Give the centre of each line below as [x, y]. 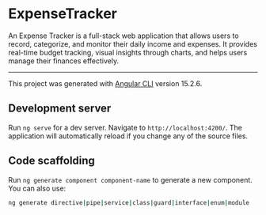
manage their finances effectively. [64, 61]
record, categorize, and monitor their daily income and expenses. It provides [133, 43]
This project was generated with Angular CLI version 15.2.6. [105, 83]
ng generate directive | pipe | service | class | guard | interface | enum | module [129, 202]
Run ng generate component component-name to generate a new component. [131, 179]
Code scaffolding [51, 161]
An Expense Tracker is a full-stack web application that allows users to [123, 36]
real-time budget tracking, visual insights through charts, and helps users [128, 52]
